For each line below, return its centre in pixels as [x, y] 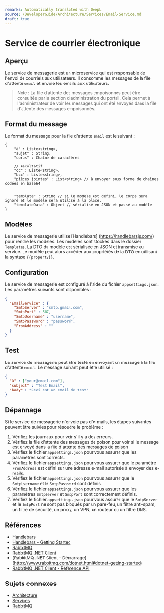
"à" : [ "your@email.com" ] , [37, 381]
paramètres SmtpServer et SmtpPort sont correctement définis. [74, 494]
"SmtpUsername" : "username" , [45, 317]
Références [23, 525]
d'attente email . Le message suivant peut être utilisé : [59, 367]
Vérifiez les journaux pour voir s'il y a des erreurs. [62, 436]
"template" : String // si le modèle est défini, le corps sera [81, 196]
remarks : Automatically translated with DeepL [53, 10]
